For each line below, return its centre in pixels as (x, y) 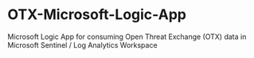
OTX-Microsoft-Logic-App (97, 15)
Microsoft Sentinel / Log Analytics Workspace (82, 44)
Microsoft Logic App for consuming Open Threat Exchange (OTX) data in (127, 37)
